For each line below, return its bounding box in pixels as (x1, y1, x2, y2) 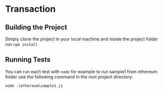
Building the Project (5, 23, 67, 31)
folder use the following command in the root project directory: (5, 74, 133, 80)
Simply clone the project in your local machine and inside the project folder (5, 36, 159, 42)
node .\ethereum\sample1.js (5, 83, 63, 88)
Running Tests (5, 56, 51, 64)
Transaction (5, 3, 56, 15)
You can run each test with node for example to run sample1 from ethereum (5, 68, 158, 74)
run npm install (5, 41, 38, 47)
